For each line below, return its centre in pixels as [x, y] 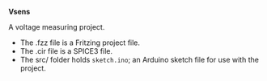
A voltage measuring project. [57, 27]
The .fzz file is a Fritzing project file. [80, 43]
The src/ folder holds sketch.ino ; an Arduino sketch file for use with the [139, 60]
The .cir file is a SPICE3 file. [66, 51]
